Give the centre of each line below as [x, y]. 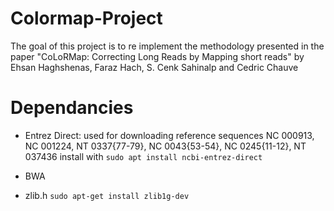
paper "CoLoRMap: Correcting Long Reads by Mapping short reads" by [157, 56]
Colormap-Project [86, 18]
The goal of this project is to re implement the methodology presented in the [167, 46]
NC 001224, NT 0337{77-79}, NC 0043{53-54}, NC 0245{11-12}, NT [165, 146]
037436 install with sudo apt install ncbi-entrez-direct [143, 156]
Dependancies [72, 108]
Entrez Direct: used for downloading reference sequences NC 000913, [169, 135]
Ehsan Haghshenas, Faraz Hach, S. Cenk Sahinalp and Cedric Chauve [154, 67]
